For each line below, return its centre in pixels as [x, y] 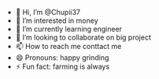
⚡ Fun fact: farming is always [63, 66]
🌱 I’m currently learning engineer [69, 29]
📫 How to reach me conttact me [68, 46]
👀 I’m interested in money [57, 21]
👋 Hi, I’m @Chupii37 [48, 12]
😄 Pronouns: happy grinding [62, 58]
